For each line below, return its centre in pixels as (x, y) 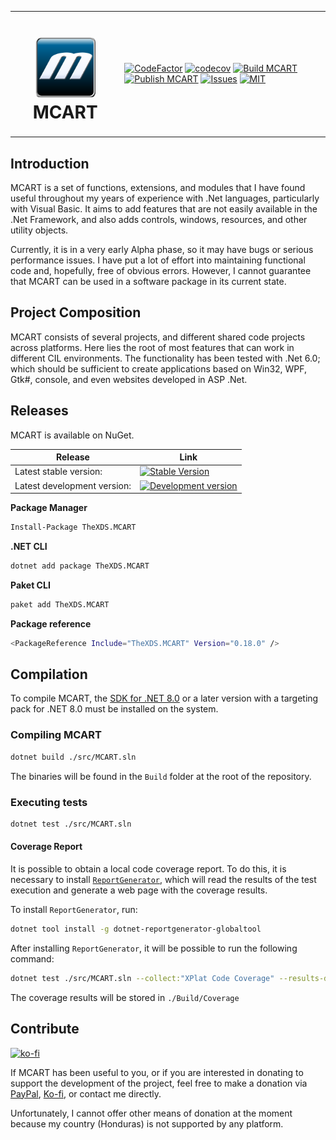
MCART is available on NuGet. (72, 435)
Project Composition (76, 312)
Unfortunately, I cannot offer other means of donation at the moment (151, 1113)
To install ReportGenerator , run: (74, 909)
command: (32, 958)
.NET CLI (29, 546)
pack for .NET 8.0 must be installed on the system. (114, 709)
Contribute (45, 1029)
